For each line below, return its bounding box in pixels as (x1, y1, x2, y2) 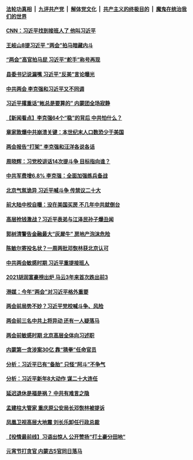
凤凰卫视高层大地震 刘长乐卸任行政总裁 (6, 419, 100, 426)
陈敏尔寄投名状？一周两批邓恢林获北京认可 (6, 245, 109, 252)
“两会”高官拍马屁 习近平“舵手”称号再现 (6, 56, 101, 63)
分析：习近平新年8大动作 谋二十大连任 (6, 375, 98, 382)
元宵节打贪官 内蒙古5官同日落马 (6, 448, 83, 455)
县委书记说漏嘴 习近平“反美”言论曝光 (6, 70, 95, 77)
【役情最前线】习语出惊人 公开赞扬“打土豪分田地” (6, 433, 126, 440)
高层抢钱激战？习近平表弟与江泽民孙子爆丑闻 (6, 216, 114, 223)
